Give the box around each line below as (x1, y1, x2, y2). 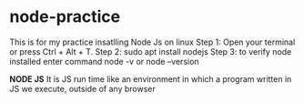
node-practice (9, 6, 121, 27)
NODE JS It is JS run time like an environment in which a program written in (9, 73, 292, 84)
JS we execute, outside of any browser (9, 83, 157, 94)
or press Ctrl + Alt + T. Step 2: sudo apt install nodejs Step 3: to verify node (9, 46, 292, 57)
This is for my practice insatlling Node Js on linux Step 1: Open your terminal (9, 36, 296, 47)
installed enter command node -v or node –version (9, 56, 199, 67)
